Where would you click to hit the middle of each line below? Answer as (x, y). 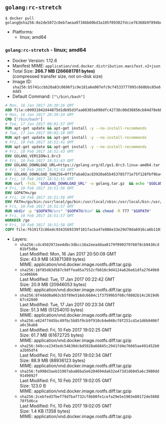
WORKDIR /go (17, 220)
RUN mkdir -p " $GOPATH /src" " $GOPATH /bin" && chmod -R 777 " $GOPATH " (78, 211)
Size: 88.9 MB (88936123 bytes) (52, 360)
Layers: (20, 239)
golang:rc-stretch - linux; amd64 (46, 50)
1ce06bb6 (29, 274)
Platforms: (23, 32)
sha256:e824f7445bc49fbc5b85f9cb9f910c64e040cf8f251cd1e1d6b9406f (89, 321)
